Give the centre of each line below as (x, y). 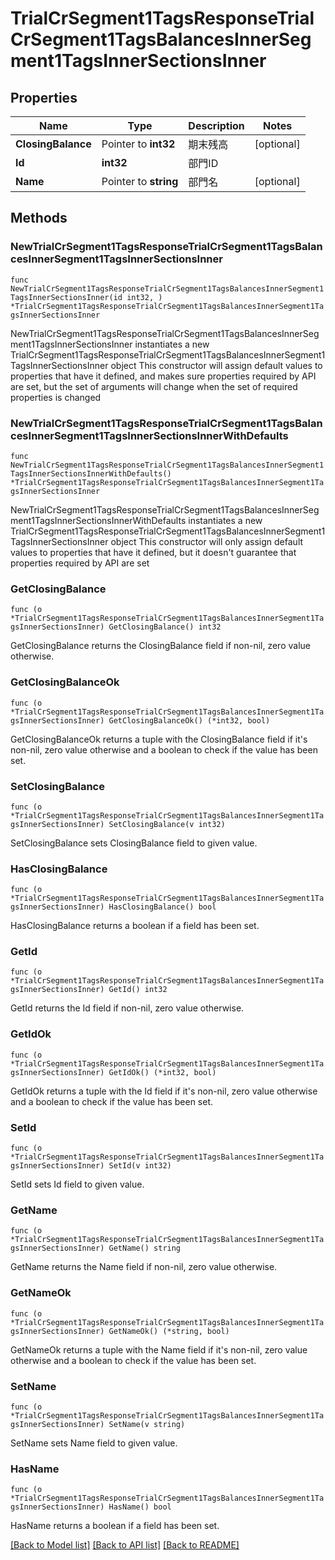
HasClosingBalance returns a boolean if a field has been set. (135, 926)
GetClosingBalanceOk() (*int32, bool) (189, 720)
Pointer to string (140, 181)
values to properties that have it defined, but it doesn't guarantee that (153, 552)
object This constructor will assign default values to (216, 365)
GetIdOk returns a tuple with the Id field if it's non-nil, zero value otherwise (164, 1091)
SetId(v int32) (140, 1166)
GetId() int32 (138, 990)
